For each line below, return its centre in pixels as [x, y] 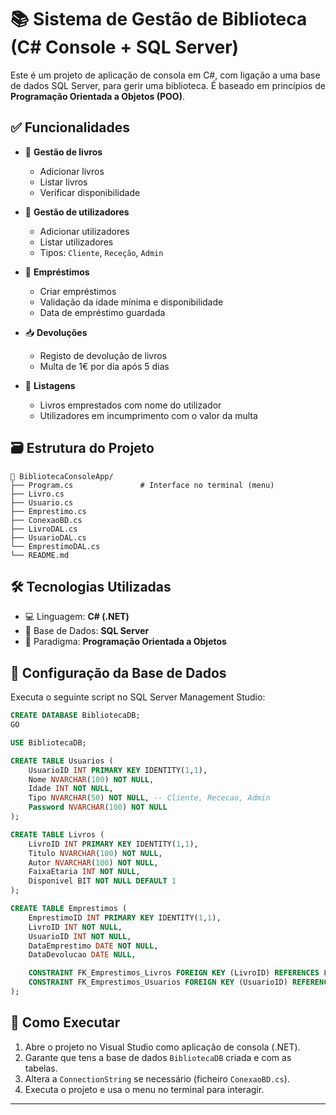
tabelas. [41, 1068]
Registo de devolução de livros [103, 355]
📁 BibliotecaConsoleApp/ [62, 476]
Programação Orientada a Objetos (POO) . [97, 96]
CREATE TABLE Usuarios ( [62, 761]
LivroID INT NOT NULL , [75, 927]
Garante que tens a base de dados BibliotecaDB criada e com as [158, 1057]
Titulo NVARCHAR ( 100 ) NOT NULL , [95, 853]
